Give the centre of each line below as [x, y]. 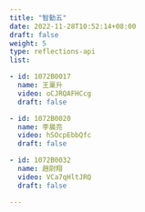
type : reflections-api [52, 52]
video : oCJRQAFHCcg [55, 93]
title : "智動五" [38, 18]
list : [20, 60]
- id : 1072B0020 [40, 118]
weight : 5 [28, 43]
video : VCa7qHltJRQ [55, 177]
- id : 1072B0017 [40, 77]
